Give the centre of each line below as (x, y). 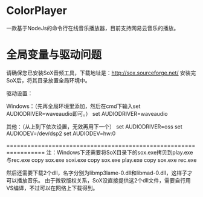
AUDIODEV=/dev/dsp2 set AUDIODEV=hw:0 (61, 133)
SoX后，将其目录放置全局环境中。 (48, 80)
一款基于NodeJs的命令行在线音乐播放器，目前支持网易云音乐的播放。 (93, 28)
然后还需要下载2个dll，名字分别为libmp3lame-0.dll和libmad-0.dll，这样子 (97, 173)
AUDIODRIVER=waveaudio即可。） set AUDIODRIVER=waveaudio (87, 113)
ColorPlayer (37, 11)
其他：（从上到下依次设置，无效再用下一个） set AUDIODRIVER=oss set (94, 126)
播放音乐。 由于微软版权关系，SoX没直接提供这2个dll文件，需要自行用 (104, 180)
